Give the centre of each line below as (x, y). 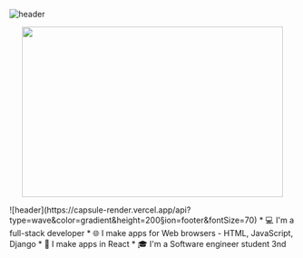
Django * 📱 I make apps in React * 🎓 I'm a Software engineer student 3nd (148, 244)
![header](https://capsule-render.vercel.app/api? (100, 210)
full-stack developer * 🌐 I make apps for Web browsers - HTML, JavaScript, (151, 233)
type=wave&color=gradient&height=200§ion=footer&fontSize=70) (133, 220)
